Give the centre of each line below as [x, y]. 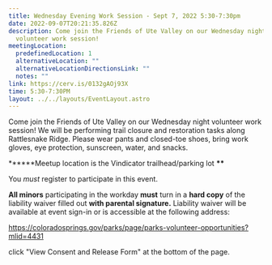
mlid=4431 [26, 237]
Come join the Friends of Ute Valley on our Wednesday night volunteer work [135, 122]
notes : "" [32, 76]
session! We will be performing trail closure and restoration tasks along [127, 130]
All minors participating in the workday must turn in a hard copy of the [127, 194]
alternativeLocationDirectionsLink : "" [83, 69]
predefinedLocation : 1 [54, 53]
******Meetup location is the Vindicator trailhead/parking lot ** [117, 164]
